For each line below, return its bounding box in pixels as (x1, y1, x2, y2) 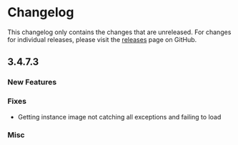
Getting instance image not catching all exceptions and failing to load (17, 112, 222, 121)
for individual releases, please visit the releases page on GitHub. (7, 35, 197, 43)
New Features (7, 77, 57, 87)
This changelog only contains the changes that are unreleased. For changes (7, 28, 232, 36)
